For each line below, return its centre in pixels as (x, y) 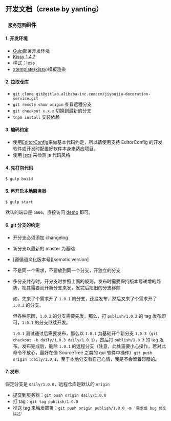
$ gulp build (19, 179)
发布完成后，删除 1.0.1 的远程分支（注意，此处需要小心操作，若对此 (94, 346)
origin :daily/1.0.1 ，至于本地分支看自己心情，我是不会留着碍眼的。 (86, 359)
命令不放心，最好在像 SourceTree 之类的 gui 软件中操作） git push (82, 352)
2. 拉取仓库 (17, 82)
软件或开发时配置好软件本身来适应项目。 (55, 149)
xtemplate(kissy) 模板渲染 (39, 69)
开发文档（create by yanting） (54, 9)
